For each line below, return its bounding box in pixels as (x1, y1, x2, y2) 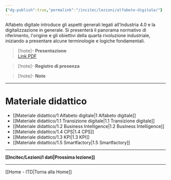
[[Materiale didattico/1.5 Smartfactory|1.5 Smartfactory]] (12, 139, 130, 145)
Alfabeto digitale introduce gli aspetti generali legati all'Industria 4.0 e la (5, 21, 156, 28)
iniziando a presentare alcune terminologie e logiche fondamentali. (5, 38, 145, 44)
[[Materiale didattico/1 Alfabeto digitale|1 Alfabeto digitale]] (12, 112, 136, 118)
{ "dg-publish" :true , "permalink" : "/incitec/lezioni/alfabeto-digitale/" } (5, 7, 163, 13)
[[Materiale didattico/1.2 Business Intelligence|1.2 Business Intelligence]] (12, 123, 164, 129)
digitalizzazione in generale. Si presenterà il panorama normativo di (5, 27, 147, 33)
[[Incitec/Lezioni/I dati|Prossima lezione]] (5, 154, 95, 160)
